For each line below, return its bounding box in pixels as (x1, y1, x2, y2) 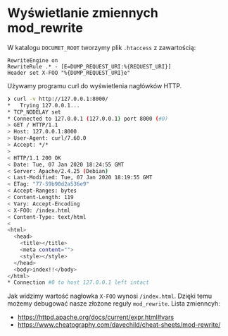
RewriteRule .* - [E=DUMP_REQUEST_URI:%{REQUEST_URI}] (7, 63, 172, 70)
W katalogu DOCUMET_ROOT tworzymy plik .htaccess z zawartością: (7, 43, 196, 52)
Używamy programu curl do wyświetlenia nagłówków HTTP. (7, 81, 182, 90)
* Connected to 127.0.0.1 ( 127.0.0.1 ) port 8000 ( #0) (7, 115, 169, 122)
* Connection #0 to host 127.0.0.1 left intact (7, 279, 150, 287)
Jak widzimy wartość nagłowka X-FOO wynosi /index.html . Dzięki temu (7, 292, 213, 301)
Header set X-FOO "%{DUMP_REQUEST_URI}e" (7, 69, 131, 76)
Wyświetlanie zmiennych (7, 5, 158, 21)
